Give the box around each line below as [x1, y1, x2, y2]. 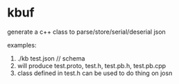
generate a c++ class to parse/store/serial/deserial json [7, 28, 167, 36]
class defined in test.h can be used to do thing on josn [17, 69, 173, 77]
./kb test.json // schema [17, 54, 85, 63]
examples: [7, 41, 37, 49]
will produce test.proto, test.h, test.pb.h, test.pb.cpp [17, 61, 167, 70]
